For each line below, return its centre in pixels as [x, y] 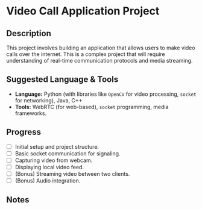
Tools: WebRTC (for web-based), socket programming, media [92, 107]
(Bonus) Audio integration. [48, 180]
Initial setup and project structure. [57, 146]
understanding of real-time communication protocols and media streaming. [99, 61]
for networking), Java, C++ [49, 100]
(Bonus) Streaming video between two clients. [72, 173]
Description [29, 33]
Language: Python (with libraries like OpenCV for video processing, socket [106, 94]
